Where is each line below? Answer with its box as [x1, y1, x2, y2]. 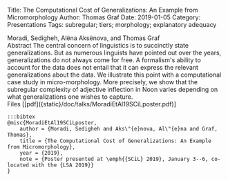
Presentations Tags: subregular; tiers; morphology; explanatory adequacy [7, 21, 217, 28]
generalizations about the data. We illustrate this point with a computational [7, 70, 222, 79]
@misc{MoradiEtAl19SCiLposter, [7, 120, 97, 126]
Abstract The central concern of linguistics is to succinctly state [7, 41, 189, 49]
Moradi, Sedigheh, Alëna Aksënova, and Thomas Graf [7, 34, 160, 42]
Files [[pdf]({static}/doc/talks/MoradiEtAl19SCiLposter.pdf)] [7, 100, 177, 108]
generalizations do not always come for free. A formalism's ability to [7, 56, 202, 64]
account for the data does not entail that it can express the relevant [7, 64, 199, 71]
